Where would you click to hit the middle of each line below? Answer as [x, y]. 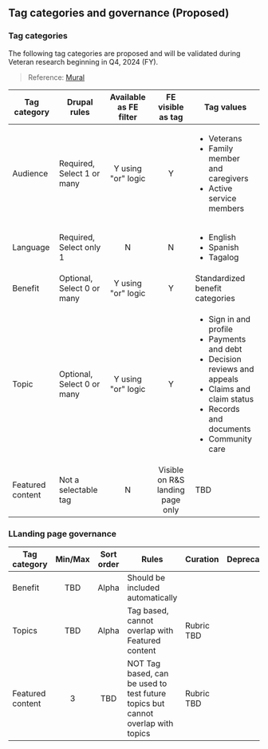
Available [128, 97]
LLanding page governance [63, 533]
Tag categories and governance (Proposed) [119, 13]
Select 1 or [79, 173]
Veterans [225, 138]
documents [230, 429]
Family [221, 149]
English [223, 237]
